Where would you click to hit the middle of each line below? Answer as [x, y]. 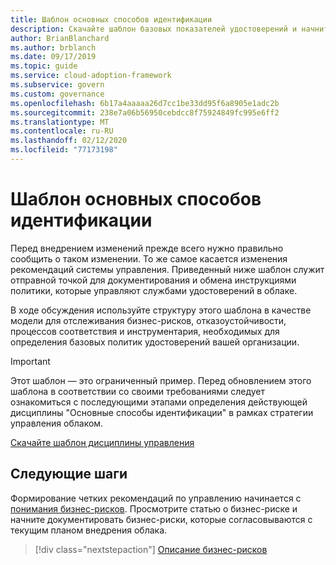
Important [30, 361]
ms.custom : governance [57, 94]
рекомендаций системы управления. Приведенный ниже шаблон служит [167, 269]
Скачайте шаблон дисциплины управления [102, 442]
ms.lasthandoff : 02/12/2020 [69, 141]
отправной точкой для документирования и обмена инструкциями [153, 280]
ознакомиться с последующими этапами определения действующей [159, 402]
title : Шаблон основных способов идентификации [111, 19]
